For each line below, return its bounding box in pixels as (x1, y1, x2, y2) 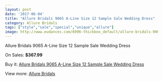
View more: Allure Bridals (5, 71, 56, 76)
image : (5, 29, 18, 34)
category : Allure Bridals (5, 20, 57, 26)
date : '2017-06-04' (5, 12, 45, 16)
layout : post (5, 7, 32, 12)
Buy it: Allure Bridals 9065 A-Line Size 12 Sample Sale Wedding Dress (5, 61, 145, 67)
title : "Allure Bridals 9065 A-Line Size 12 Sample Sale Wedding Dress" (5, 16, 155, 21)
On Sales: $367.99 (5, 52, 43, 58)
